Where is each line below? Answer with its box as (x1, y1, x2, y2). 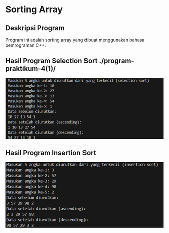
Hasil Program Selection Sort (5, 57, 98, 65)
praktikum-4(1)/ (5, 64, 56, 73)
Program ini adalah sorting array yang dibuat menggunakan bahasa (5, 37, 145, 43)
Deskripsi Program (5, 24, 65, 32)
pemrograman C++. (5, 42, 46, 48)
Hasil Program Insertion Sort (5, 148, 97, 157)
